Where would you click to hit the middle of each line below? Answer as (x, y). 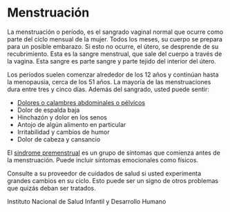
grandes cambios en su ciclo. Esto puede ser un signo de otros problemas (113, 180)
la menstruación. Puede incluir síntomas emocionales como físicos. (103, 160)
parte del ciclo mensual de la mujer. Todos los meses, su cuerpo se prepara (115, 39)
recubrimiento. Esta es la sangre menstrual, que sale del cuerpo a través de (115, 54)
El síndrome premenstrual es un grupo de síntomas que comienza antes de (114, 153)
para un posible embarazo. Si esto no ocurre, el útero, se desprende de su (113, 46)
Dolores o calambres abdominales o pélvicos (81, 102)
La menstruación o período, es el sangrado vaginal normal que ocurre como (115, 32)
